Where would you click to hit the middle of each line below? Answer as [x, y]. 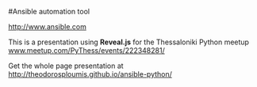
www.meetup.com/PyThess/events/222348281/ [86, 50]
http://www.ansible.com [48, 26]
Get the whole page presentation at [66, 66]
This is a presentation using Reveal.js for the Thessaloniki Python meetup [129, 42]
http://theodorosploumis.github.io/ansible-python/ [90, 74]
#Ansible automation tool [49, 11]
